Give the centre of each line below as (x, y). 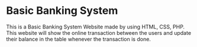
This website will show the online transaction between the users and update (98, 32)
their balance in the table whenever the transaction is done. (78, 39)
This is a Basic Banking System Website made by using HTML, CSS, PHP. (96, 27)
